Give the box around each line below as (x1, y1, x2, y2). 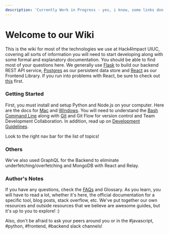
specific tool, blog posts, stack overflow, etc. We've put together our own (5, 197, 158, 203)
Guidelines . (5, 123, 29, 129)
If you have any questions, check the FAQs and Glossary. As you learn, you (5, 187, 161, 193)
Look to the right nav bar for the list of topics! (5, 133, 99, 139)
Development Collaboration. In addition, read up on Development (5, 118, 140, 124)
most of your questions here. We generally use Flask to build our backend (5, 62, 159, 68)
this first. (5, 78, 24, 84)
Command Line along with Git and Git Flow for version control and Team (5, 112, 155, 119)
